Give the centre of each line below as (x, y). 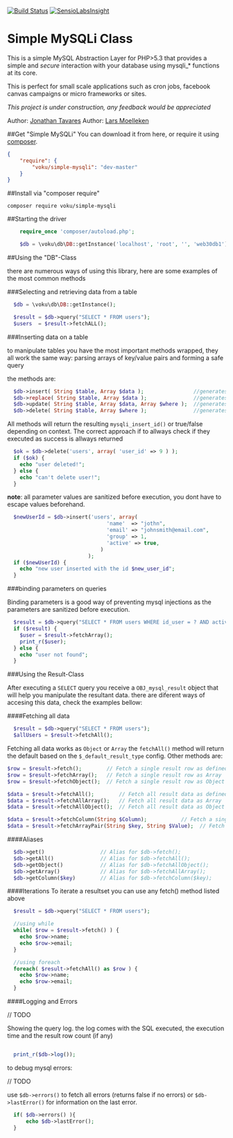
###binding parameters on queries (57, 589)
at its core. (23, 72)
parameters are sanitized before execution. (69, 610)
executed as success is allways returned (65, 439)
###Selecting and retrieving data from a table (72, 292)
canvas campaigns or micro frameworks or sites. (77, 93)
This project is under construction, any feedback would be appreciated (109, 107)
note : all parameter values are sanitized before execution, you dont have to (114, 497)
